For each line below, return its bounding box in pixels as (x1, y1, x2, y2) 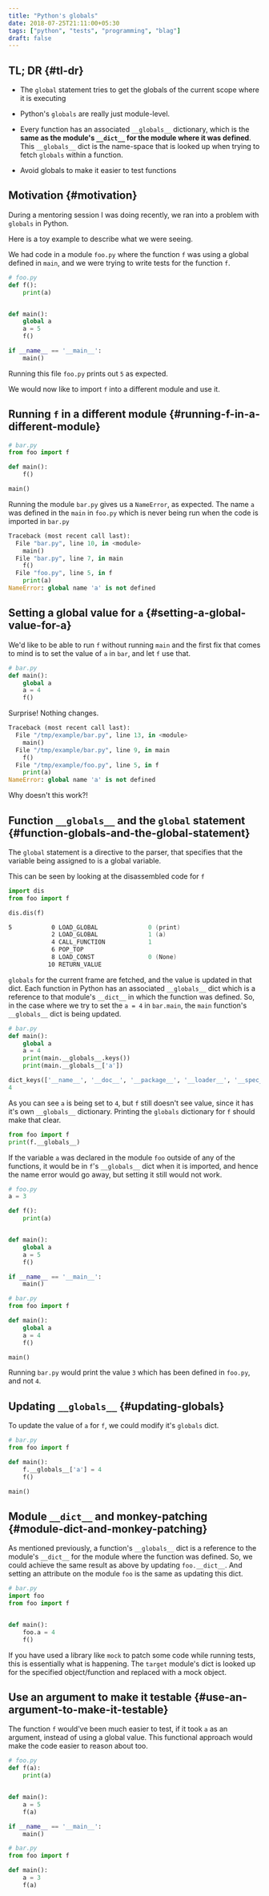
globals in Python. (8, 218, 70, 228)
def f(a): (8, 1764, 42, 1773)
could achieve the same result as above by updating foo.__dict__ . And (8, 1560, 243, 1570)
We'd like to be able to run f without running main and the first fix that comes (8, 640, 261, 650)
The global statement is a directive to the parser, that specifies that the (8, 847, 243, 857)
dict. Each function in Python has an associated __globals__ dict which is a (8, 983, 256, 993)
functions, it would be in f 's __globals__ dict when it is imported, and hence (8, 1161, 259, 1170)
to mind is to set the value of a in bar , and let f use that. (8, 648, 191, 658)
